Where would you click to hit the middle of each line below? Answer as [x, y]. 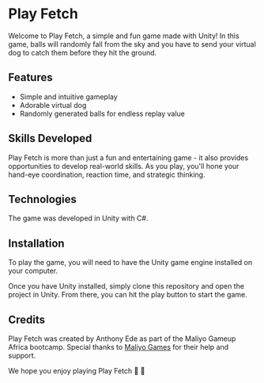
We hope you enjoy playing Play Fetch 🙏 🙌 [77, 371]
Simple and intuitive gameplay [69, 97]
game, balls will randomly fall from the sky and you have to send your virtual [132, 44]
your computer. [33, 271]
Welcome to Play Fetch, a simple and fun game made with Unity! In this [124, 36]
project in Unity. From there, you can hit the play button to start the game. [128, 295]
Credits [27, 319]
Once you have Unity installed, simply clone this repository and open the [126, 286]
